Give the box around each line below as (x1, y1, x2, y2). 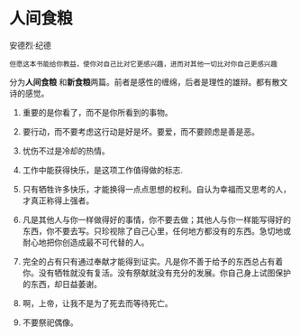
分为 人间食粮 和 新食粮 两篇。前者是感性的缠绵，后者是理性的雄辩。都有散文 (9, 76, 288, 87)
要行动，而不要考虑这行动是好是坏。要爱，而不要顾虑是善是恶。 (22, 126, 259, 136)
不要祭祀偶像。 (22, 317, 78, 328)
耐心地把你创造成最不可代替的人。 (22, 237, 150, 247)
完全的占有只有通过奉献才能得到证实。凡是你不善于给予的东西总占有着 (22, 256, 284, 266)
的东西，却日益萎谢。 (22, 278, 102, 289)
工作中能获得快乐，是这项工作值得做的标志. (22, 164, 183, 175)
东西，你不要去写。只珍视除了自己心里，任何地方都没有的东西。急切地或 (22, 225, 291, 236)
